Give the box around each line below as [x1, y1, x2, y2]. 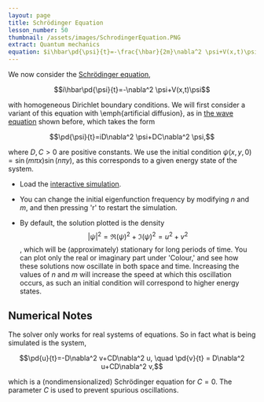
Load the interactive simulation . [19, 179, 122, 189]
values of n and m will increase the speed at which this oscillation [19, 269, 232, 279]
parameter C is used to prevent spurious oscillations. [8, 385, 179, 395]
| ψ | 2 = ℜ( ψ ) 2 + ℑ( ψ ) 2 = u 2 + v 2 [87, 231, 189, 241]
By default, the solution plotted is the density [19, 218, 165, 227]
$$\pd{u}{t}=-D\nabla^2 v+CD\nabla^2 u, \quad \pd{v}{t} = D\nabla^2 [19, 353, 245, 363]
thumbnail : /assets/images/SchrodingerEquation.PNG [8, 33, 181, 42]
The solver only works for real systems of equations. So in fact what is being [8, 330, 256, 339]
